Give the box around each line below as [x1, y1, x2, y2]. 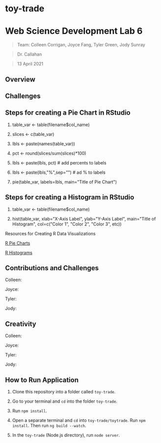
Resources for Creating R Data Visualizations [5, 230, 96, 236]
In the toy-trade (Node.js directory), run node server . [12, 432, 120, 438]
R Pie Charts [5, 240, 30, 246]
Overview [5, 75, 36, 84]
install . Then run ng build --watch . [12, 422, 86, 428]
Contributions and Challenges [5, 264, 99, 272]
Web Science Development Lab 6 [5, 26, 143, 37]
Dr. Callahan [17, 51, 42, 57]
